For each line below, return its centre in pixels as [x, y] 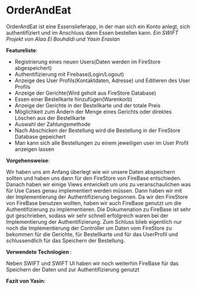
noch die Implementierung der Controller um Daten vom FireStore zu [89, 228]
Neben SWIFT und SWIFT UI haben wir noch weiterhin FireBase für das [92, 263]
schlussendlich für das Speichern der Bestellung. [66, 240]
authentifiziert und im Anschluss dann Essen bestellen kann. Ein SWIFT [92, 32]
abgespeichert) [33, 68]
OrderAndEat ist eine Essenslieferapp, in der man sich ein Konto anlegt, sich [98, 26]
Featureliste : [22, 50]
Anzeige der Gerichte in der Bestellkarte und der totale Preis [87, 105]
